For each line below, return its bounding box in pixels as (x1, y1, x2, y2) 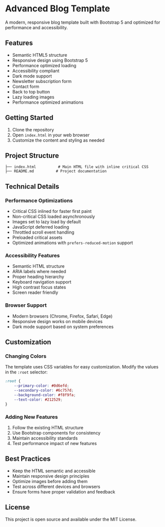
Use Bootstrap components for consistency (12, 430, 101, 436)
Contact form (12, 83, 39, 89)
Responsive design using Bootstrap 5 (12, 57, 88, 63)
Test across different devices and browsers (12, 484, 100, 489)
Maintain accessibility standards (12, 435, 78, 441)
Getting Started (5, 114, 54, 122)
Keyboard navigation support (12, 279, 71, 285)
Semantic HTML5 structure (12, 52, 67, 58)
